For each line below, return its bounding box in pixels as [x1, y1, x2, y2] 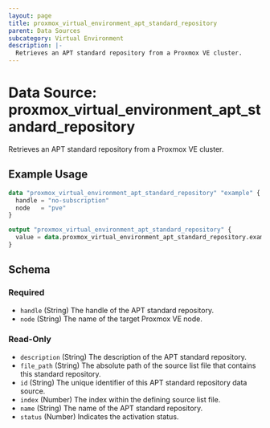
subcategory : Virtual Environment [8, 34, 125, 43]
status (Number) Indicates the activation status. [19, 411, 179, 422]
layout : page [8, 11, 52, 20]
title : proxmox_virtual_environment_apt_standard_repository [8, 19, 218, 27]
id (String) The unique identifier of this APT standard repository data [19, 377, 247, 387]
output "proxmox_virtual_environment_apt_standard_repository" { [8, 226, 231, 234]
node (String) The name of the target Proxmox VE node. [19, 314, 203, 324]
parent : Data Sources [8, 26, 81, 35]
